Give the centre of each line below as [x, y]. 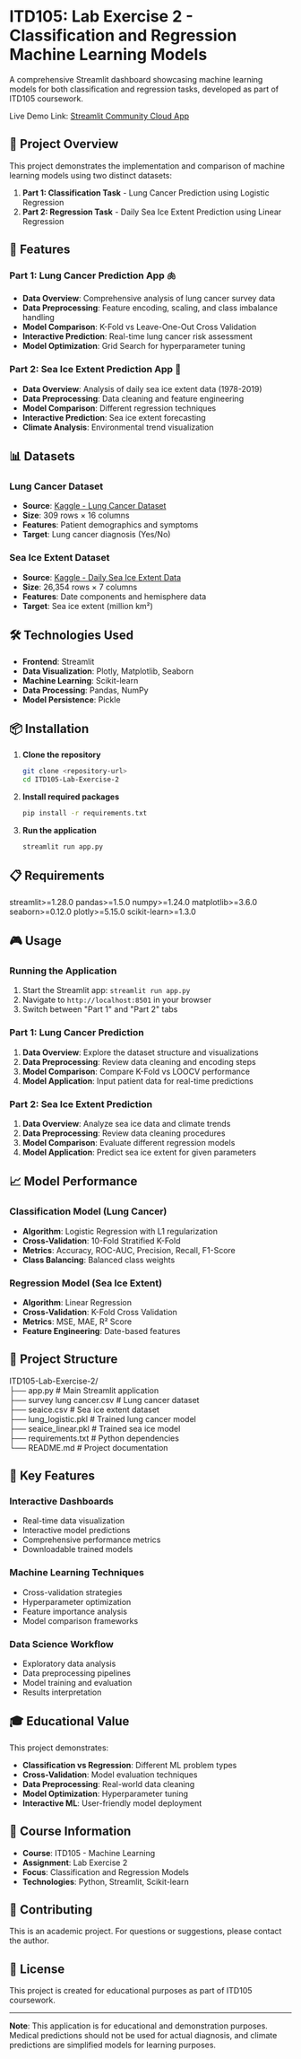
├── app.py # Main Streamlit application [84, 1390]
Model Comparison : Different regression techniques [119, 408]
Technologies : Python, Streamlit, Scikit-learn [106, 1881]
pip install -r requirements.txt [85, 814]
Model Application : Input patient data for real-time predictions [138, 1081]
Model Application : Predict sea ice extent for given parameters [139, 1152]
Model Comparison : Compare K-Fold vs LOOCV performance [136, 1071]
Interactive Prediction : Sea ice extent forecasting [114, 417]
